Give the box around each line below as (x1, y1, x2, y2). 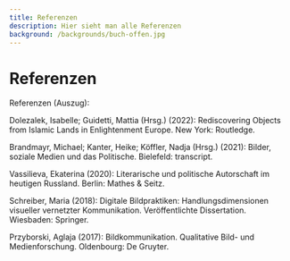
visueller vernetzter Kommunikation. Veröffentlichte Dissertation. (9, 205, 247, 215)
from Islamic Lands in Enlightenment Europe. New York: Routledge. (9, 124, 256, 135)
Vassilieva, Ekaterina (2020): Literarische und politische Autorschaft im (9, 169, 270, 180)
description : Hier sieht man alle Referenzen (9, 21, 181, 30)
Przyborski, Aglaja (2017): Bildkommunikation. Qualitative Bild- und (9, 232, 255, 242)
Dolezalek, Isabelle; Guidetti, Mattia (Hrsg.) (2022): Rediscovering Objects (9, 115, 281, 126)
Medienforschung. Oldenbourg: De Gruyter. (9, 241, 170, 252)
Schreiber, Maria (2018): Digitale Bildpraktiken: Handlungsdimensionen (9, 196, 269, 206)
